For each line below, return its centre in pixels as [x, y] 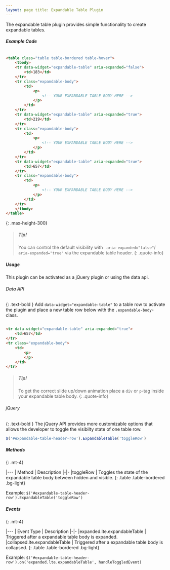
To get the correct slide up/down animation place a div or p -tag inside [91, 391]
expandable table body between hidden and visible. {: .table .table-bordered [85, 478]
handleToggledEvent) [120, 562]
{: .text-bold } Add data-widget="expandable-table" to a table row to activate [86, 305]
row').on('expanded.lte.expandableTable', [51, 562]
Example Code [22, 42]
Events [13, 509]
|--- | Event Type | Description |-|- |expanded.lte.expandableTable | [76, 531]
